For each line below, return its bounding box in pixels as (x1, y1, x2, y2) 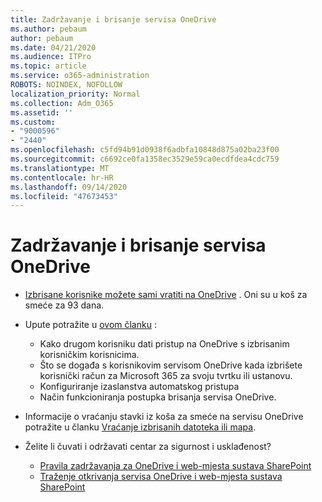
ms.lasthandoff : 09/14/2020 (10, 182, 128, 192)
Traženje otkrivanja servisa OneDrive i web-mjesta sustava (39, 471, 283, 483)
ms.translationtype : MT (10, 163, 110, 173)
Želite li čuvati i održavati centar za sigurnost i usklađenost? (24, 441, 272, 453)
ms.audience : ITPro (10, 52, 92, 62)
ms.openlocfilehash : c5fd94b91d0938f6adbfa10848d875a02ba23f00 (10, 145, 280, 155)
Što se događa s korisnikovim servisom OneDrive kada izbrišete (39, 359, 303, 371)
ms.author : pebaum (10, 24, 87, 34)
